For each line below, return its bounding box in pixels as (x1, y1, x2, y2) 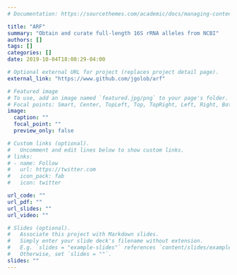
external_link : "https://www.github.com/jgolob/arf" (7, 75, 166, 82)
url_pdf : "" (7, 198, 42, 205)
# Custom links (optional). (7, 140, 90, 147)
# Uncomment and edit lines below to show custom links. (7, 146, 185, 154)
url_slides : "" (7, 205, 52, 212)
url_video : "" (7, 212, 49, 219)
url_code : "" (7, 192, 46, 199)
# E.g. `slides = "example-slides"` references (7, 244, 157, 251)
